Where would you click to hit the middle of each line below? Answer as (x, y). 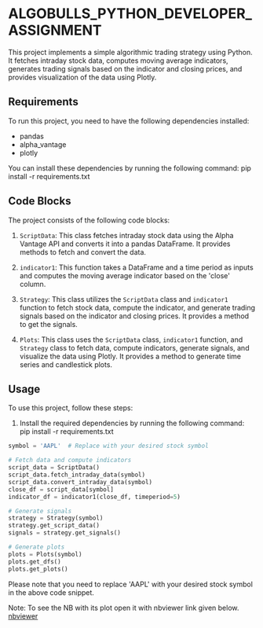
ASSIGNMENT (55, 30)
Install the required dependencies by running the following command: (132, 423)
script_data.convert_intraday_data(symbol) (80, 482)
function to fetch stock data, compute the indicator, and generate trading (137, 307)
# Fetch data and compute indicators (70, 461)
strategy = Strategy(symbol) (56, 518)
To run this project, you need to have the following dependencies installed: (129, 121)
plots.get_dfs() (35, 562)
